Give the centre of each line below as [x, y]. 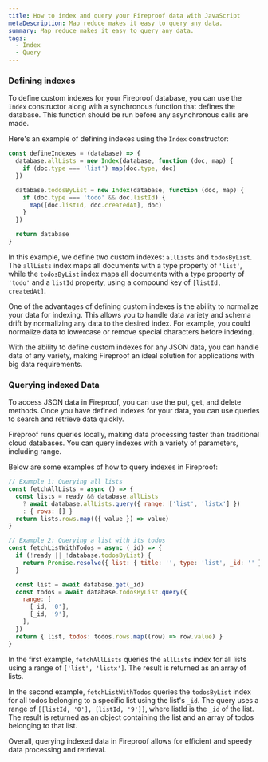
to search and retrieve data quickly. [66, 419]
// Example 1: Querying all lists [66, 482]
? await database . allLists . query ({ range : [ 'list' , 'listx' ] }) [132, 503]
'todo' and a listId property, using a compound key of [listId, [115, 282]
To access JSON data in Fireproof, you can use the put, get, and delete [125, 402]
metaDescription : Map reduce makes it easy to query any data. [116, 23]
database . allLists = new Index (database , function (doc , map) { [124, 161]
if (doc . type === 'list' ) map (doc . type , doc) [100, 168]
